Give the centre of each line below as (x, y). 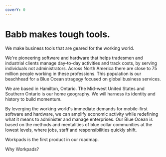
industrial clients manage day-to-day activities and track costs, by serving (81, 63)
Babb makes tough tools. (58, 34)
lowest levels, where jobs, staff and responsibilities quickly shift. (71, 130)
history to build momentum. (33, 99)
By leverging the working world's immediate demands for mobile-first (77, 109)
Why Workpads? (22, 149)
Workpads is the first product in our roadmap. (52, 139)
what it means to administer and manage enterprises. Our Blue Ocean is (79, 119)
